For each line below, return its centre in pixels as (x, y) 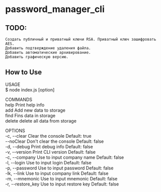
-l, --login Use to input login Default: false (48, 162)
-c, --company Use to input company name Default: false (65, 157)
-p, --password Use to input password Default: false (59, 168)
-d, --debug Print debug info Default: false (49, 146)
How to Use (24, 72)
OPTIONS (15, 130)
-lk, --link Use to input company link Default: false (57, 173)
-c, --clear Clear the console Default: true (48, 136)
